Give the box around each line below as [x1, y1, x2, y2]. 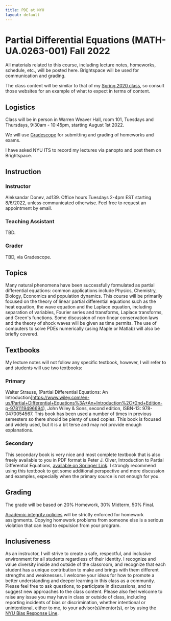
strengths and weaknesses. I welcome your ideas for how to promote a [5, 572, 155, 579]
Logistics [5, 103, 35, 111]
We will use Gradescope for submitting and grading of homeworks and [5, 132, 154, 138]
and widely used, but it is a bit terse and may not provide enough [5, 422, 142, 428]
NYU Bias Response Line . [5, 610, 59, 616]
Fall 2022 [69, 45, 111, 57]
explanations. [5, 427, 34, 433]
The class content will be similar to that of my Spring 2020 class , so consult [5, 83, 165, 89]
